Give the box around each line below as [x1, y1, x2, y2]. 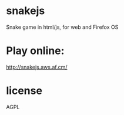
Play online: [6, 44, 65, 58]
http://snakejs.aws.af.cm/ [6, 63, 68, 70]
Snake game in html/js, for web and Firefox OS [6, 23, 119, 31]
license [6, 84, 43, 97]
